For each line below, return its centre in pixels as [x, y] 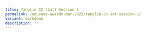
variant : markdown [24, 18]
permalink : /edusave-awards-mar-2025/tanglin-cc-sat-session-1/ [73, 14]
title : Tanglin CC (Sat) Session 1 [42, 9]
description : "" [22, 23]
